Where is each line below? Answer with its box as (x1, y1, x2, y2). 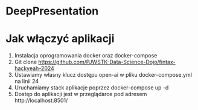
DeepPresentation (5, 4, 99, 18)
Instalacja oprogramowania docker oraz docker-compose (14, 52, 158, 59)
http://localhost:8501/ (14, 97, 68, 104)
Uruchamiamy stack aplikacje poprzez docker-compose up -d (14, 84, 169, 91)
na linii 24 (14, 77, 39, 85)
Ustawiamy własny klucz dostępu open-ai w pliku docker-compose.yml (14, 71, 193, 79)
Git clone (14, 59, 37, 66)
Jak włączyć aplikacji (5, 32, 115, 46)
